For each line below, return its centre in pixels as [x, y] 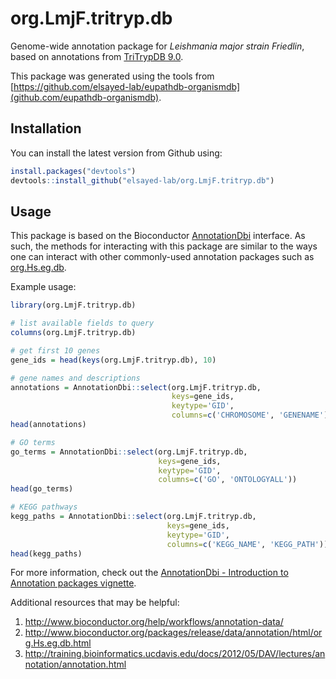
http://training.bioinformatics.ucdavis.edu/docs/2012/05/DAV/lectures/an [175, 654]
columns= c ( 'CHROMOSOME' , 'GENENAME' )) [252, 415]
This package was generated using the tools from [112, 76]
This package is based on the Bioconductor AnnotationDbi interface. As [158, 236]
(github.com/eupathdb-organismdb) [85, 97]
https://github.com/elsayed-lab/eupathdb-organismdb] [127, 86]
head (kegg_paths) [46, 553]
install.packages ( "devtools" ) [73, 171]
